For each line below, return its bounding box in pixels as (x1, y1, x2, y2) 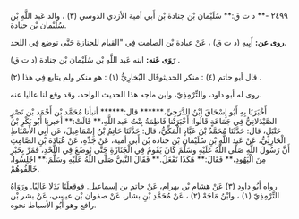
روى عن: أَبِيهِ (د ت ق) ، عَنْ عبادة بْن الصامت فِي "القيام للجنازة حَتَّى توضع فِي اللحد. (10, 38, 287, 47)
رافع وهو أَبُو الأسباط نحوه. (10, 199, 97, 210)
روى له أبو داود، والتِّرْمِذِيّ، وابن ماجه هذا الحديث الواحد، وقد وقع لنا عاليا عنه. (10, 89, 262, 99)
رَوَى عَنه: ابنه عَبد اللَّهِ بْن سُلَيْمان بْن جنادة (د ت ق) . (10, 55, 181, 64)
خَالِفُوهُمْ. (10, 164, 40, 173)
